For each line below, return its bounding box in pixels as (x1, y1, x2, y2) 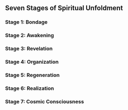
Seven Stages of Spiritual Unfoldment (5, 4, 123, 12)
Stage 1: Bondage (5, 19, 48, 26)
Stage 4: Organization (5, 59, 59, 66)
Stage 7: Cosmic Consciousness (5, 98, 84, 105)
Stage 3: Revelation (5, 45, 53, 52)
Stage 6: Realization (5, 85, 54, 92)
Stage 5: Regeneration (5, 72, 60, 78)
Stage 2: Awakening (5, 32, 54, 39)
